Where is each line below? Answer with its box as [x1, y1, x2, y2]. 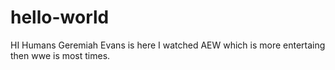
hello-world [10, 6, 110, 29]
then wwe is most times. [10, 49, 111, 61]
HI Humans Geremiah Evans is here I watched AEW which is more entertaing [10, 39, 326, 51]
